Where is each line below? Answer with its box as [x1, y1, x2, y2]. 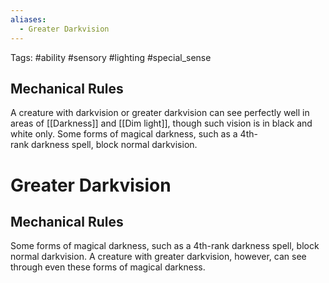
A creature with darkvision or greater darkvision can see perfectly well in [10, 107, 310, 119]
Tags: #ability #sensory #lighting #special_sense [10, 51, 212, 63]
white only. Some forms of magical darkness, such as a [10, 128, 238, 140]
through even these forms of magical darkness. [10, 261, 206, 273]
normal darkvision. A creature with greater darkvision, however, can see [10, 251, 307, 263]
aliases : [10, 14, 47, 25]
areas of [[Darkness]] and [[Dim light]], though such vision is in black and [10, 117, 313, 130]
